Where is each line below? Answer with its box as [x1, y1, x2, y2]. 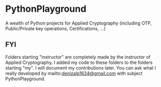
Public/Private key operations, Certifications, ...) [5, 25, 106, 31]
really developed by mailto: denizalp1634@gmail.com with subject [5, 70, 143, 76]
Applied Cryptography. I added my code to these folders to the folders [5, 59, 153, 66]
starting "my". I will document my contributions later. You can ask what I [5, 64, 156, 71]
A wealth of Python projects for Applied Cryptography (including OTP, [5, 20, 152, 26]
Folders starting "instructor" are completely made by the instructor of [5, 54, 151, 60]
